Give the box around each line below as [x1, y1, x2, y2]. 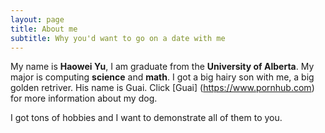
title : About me [10, 24, 78, 34]
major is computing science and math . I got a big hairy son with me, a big [10, 71, 315, 83]
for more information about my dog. [10, 92, 158, 105]
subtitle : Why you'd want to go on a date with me [10, 33, 226, 43]
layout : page [10, 14, 65, 25]
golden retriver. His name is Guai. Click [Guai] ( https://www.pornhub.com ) [10, 82, 315, 94]
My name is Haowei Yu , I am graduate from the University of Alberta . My [10, 61, 315, 73]
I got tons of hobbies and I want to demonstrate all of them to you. [10, 112, 283, 124]
